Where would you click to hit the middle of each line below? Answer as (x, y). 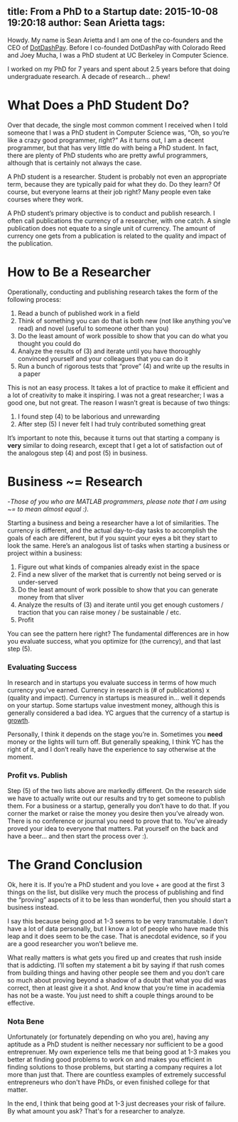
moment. (20, 757)
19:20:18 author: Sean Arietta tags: (86, 23)
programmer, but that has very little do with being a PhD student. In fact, (113, 147)
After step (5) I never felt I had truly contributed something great (112, 424)
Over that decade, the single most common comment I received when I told (118, 125)
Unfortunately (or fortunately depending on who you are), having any (108, 1037)
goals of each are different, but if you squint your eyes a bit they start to (113, 538)
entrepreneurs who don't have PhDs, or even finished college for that (109, 1082)
